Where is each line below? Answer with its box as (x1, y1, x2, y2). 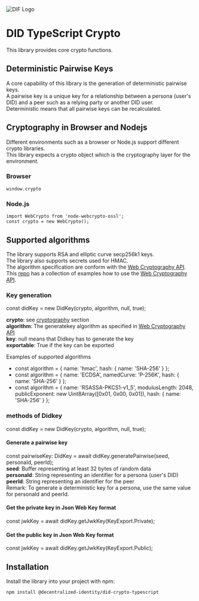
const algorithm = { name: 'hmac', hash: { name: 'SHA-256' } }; (14, 365, 170, 372)
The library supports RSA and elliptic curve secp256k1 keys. (6, 250, 154, 257)
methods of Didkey (6, 412, 63, 420)
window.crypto (6, 186, 42, 192)
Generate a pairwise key (6, 439, 68, 446)
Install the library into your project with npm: (6, 578, 115, 585)
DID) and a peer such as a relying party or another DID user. (6, 99, 154, 106)
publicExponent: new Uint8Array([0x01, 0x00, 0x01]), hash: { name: (14, 390, 181, 397)
